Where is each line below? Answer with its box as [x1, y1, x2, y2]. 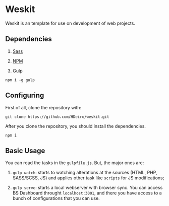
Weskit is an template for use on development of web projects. [5, 20, 135, 26]
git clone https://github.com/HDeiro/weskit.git [5, 114, 109, 119]
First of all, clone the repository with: [5, 104, 82, 110]
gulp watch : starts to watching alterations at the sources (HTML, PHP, [12, 170, 157, 176]
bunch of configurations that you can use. [12, 195, 100, 201]
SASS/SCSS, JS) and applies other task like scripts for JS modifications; [12, 175, 164, 181]
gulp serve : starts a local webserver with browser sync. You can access [12, 185, 163, 191]
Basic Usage [5, 146, 45, 155]
